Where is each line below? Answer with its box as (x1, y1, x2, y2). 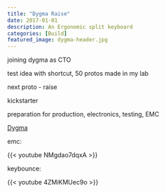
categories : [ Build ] (7, 29, 68, 37)
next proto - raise (7, 83, 57, 91)
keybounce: (7, 164, 41, 173)
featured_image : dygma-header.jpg (7, 36, 109, 44)
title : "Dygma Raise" (7, 10, 71, 18)
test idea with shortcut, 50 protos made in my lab (7, 69, 149, 78)
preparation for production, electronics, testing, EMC (7, 110, 160, 119)
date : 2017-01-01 (7, 17, 58, 24)
